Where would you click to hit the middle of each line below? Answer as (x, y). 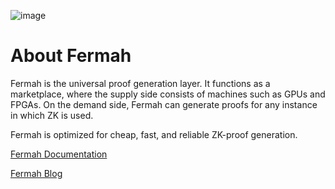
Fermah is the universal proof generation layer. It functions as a (140, 83)
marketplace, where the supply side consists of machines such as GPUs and (168, 94)
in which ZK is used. (52, 115)
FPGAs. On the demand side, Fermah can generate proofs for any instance (164, 104)
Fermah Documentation (59, 154)
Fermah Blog (36, 173)
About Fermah (71, 56)
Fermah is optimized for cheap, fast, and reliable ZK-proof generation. (154, 134)
